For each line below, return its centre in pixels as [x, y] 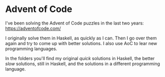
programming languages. [31, 48]
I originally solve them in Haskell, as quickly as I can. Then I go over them [81, 38]
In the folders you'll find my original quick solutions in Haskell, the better [80, 58]
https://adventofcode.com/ [33, 28]
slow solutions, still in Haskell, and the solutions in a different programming [82, 63]
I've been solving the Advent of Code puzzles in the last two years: [75, 23]
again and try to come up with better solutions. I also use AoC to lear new [81, 43]
